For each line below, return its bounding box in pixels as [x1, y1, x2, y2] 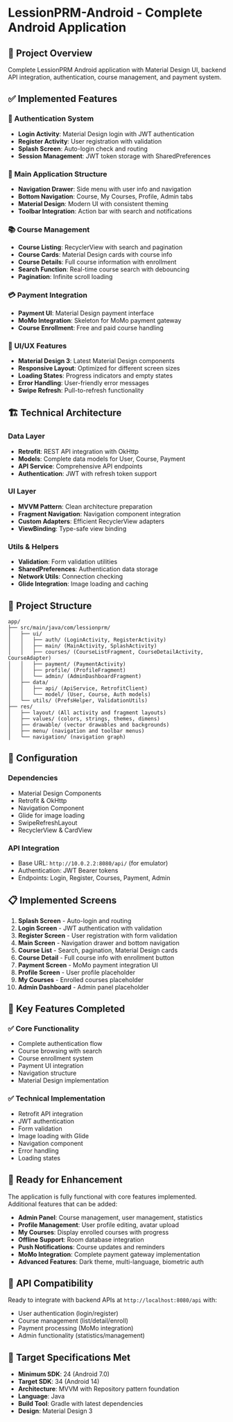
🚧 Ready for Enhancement [8, 1174, 123, 1186]
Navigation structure [17, 1069, 77, 1077]
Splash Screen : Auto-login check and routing [17, 144, 148, 153]
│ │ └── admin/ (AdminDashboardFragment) [8, 672, 141, 679]
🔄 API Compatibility [8, 1277, 94, 1289]
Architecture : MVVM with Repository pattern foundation [17, 1385, 180, 1393]
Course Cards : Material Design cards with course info [17, 251, 173, 259]
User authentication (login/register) [17, 1310, 119, 1318]
